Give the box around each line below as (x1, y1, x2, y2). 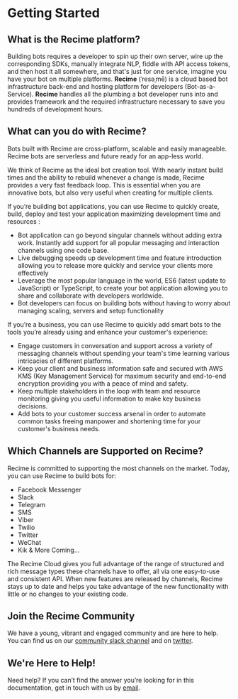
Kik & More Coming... (17, 546, 80, 554)
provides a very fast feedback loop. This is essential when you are (7, 180, 200, 189)
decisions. (17, 401, 48, 410)
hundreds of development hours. (7, 105, 103, 113)
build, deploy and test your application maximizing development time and (7, 210, 221, 218)
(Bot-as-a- (184, 82, 216, 90)
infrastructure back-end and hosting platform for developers (7, 82, 183, 90)
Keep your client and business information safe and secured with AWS (17, 364, 223, 372)
